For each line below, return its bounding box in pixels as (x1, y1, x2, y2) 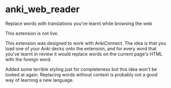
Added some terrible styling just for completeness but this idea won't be (5, 66, 157, 72)
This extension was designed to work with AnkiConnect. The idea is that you (5, 40, 166, 46)
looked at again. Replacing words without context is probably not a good (5, 71, 158, 77)
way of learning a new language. (5, 77, 74, 83)
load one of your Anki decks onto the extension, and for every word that (5, 45, 157, 51)
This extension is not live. (5, 30, 59, 36)
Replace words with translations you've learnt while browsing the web (5, 20, 152, 26)
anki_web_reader (5, 4, 80, 15)
